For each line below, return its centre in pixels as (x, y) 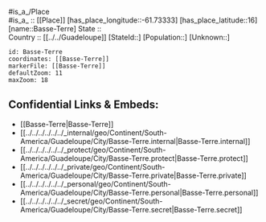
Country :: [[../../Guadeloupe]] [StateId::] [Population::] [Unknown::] (119, 37)
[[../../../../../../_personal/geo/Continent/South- (95, 183)
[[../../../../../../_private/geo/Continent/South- (92, 166)
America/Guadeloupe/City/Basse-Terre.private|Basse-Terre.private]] (133, 175)
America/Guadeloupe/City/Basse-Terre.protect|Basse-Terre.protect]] (134, 158)
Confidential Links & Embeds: (84, 105)
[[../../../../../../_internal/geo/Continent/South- (93, 133)
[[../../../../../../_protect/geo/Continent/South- (93, 150)
